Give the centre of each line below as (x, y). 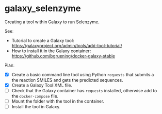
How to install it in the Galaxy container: (51, 51)
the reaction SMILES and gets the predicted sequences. (67, 80)
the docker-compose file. (35, 96)
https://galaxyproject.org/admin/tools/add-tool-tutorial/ (67, 45)
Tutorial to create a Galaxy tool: (43, 40)
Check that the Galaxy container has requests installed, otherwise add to (84, 91)
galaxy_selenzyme (43, 8)
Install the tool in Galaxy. (36, 107)
